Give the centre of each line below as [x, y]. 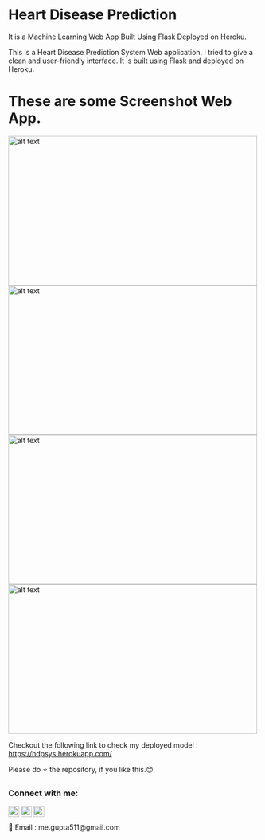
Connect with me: [43, 793]
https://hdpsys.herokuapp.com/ [60, 753]
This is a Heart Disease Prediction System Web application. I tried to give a [131, 52]
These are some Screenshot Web [120, 102]
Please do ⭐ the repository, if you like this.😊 [81, 769]
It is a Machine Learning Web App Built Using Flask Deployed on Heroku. [127, 37]
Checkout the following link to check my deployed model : [103, 745]
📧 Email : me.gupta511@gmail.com [64, 827]
